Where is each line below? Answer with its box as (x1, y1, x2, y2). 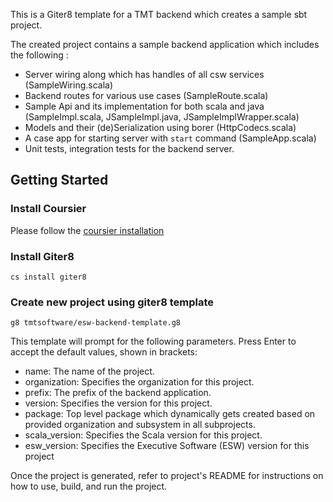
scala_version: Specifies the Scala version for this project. (24, 429, 263, 441)
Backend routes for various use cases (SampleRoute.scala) (24, 90, 269, 101)
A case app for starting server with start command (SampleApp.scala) (24, 132, 317, 144)
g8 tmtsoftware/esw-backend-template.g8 (10, 318, 182, 328)
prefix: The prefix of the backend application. (24, 387, 212, 399)
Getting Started (10, 172, 109, 189)
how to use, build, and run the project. (10, 480, 168, 493)
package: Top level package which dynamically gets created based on (24, 408, 316, 420)
